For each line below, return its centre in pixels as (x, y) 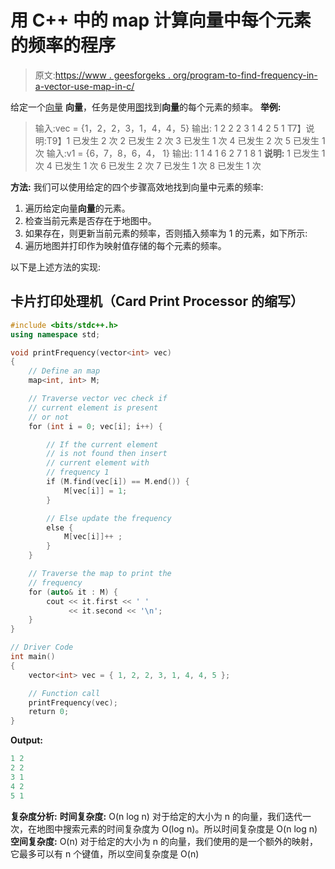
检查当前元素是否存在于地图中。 (90, 220)
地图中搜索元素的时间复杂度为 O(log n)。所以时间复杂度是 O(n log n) (177, 828)
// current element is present (93, 407)
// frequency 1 (78, 472)
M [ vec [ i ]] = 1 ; (95, 491)
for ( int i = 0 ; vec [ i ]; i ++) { (95, 426)
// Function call (64, 693)
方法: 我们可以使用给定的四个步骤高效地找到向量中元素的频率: (137, 187)
